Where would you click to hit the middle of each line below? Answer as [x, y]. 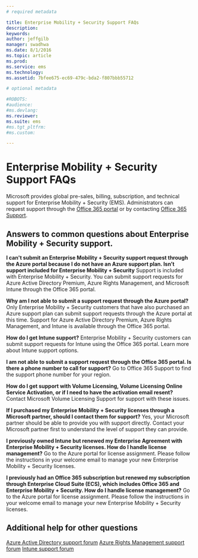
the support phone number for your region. [59, 375]
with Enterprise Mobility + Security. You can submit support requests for [94, 277]
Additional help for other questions [72, 528]
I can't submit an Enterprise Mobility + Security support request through [97, 258]
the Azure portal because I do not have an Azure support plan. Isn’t [90, 264]
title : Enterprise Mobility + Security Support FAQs [73, 22]
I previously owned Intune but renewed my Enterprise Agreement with [94, 441]
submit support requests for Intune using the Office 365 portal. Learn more [98, 344]
